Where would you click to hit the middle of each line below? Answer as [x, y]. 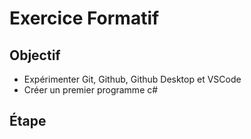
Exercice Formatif [84, 18]
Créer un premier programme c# [91, 90]
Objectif [35, 55]
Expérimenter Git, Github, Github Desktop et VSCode [132, 79]
